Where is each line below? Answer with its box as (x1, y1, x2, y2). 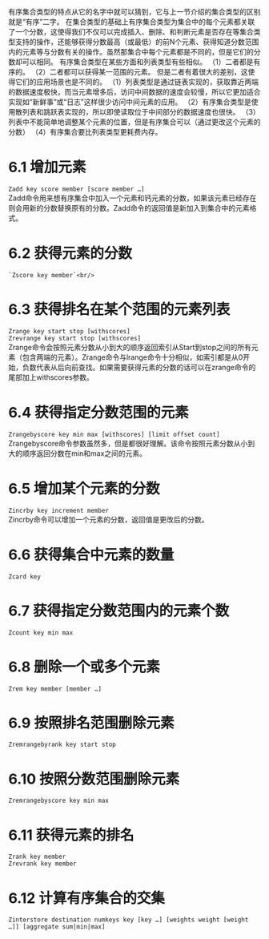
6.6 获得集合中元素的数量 (8, 546, 175, 563)
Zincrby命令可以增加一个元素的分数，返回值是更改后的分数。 (8, 514, 210, 524)
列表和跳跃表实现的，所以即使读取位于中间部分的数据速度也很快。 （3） (22, 107, 260, 116)
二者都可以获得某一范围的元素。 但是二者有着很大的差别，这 (49, 67, 248, 76)
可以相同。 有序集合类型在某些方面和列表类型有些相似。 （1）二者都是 (22, 57, 254, 66)
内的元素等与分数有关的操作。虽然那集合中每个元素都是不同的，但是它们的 (8, 47, 254, 56)
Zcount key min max (8, 628, 74, 637)
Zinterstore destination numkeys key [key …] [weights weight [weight (8, 916, 249, 924)
